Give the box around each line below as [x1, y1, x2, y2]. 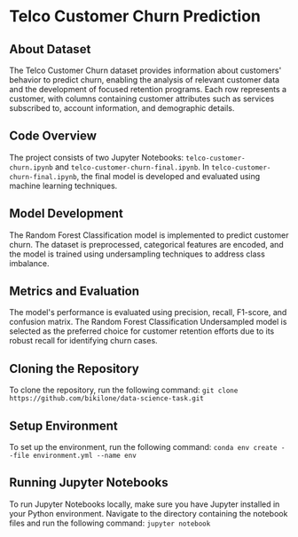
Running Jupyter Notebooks [9, 475, 169, 490]
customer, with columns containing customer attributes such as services [9, 93, 275, 104]
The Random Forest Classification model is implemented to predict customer [9, 229, 289, 241]
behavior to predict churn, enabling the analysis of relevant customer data [9, 75, 280, 85]
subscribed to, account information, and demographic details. [9, 103, 235, 113]
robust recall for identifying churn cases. [9, 336, 158, 346]
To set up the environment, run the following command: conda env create [9, 442, 278, 453]
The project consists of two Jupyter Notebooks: [9, 152, 184, 162]
